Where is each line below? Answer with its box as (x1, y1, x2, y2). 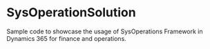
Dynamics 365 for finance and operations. (6, 34, 127, 42)
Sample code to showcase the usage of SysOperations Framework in (6, 27, 203, 35)
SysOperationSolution (6, 5, 136, 20)
